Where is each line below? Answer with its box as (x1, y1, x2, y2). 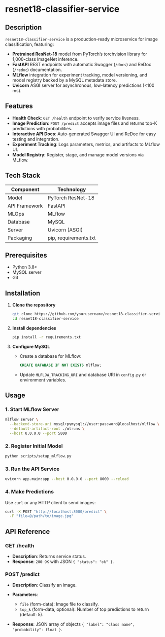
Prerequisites (5, 251, 47, 260)
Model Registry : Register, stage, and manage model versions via (12, 151, 144, 157)
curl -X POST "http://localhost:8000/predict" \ (5, 509, 107, 514)
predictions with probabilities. (12, 125, 73, 131)
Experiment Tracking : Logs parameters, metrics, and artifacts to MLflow (12, 141, 160, 147)
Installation (5, 289, 40, 297)
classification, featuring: (5, 41, 54, 47)
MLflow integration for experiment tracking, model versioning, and (12, 72, 148, 77)
